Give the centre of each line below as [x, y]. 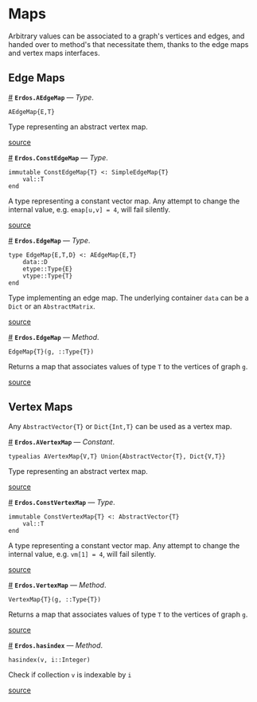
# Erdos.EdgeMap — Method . [54, 337]
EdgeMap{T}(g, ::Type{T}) [51, 352]
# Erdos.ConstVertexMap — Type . [62, 502]
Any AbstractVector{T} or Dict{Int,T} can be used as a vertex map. [120, 426]
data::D [35, 262]
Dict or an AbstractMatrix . [52, 306]
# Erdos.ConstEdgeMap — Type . [58, 157]
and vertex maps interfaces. [54, 53]
